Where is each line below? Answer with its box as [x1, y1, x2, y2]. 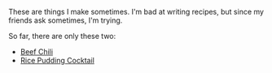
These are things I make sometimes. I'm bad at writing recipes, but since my [8, 7, 265, 16]
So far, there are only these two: [8, 32, 116, 41]
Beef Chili [20, 47, 54, 56]
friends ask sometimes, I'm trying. [8, 15, 123, 25]
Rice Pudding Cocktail [20, 56, 95, 65]
